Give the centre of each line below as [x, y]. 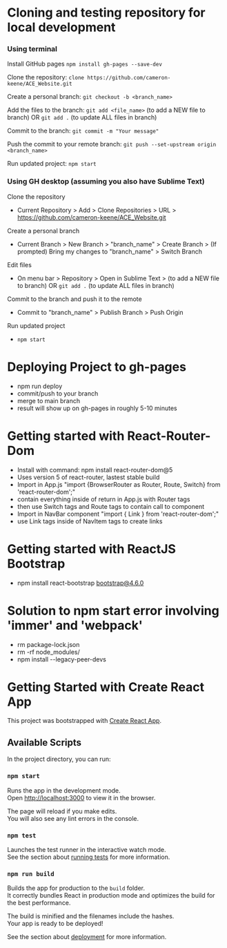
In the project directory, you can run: [59, 759]
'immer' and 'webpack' [75, 625]
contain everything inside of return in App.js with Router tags [103, 499]
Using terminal [32, 49]
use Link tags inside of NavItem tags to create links [90, 521]
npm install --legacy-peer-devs [62, 659]
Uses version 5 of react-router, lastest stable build [88, 477]
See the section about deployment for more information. [87, 937]
